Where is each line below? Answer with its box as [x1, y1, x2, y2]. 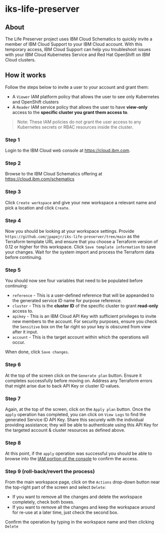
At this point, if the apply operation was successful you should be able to [5, 450, 152, 456]
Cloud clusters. [5, 57, 36, 62]
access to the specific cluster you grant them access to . [12, 109, 129, 115]
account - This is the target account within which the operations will [12, 334, 149, 340]
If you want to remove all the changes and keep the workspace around [12, 505, 156, 510]
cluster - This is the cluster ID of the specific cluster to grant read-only [12, 303, 159, 309]
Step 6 [5, 361, 21, 368]
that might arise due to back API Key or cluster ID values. [5, 383, 120, 389]
